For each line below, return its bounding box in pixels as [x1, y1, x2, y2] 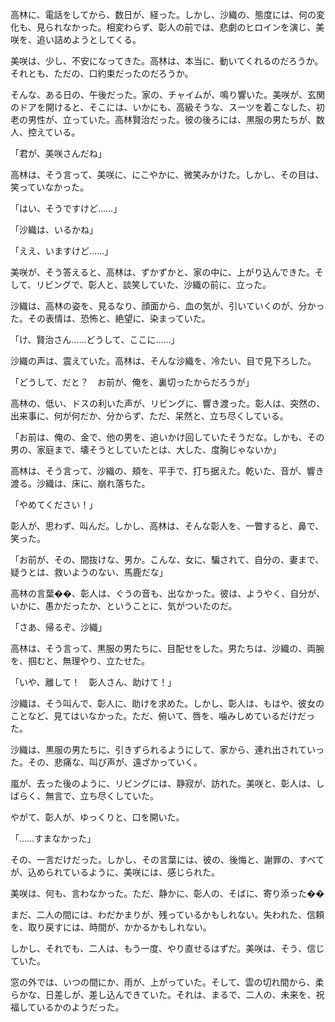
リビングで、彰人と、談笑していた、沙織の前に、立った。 [35, 279, 272, 290]
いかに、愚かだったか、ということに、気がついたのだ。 [10, 600, 238, 612]
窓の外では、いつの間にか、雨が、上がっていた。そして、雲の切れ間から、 [10, 976, 316, 988]
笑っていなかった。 [10, 181, 90, 193]
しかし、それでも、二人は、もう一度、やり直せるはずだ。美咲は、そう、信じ [10, 943, 325, 954]
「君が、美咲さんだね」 [10, 148, 107, 159]
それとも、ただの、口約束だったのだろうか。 [10, 68, 194, 79]
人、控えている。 [10, 126, 81, 138]
